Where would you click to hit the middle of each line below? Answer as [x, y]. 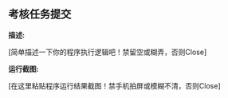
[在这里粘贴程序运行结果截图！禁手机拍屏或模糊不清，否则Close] [114, 85]
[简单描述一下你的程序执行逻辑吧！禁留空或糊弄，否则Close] [108, 52]
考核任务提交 [40, 14]
